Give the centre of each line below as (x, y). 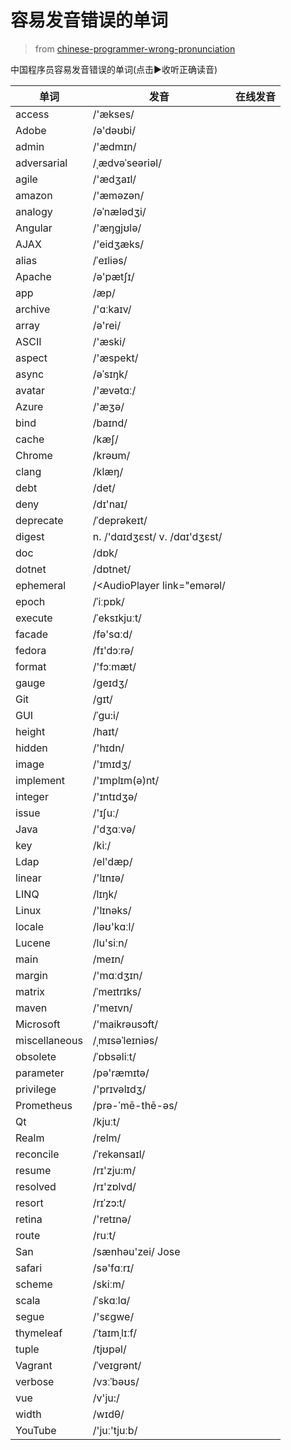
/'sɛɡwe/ (113, 1316)
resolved (36, 1186)
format (31, 666)
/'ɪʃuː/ (106, 813)
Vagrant (34, 1365)
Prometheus (44, 1105)
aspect (31, 358)
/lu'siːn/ (110, 943)
